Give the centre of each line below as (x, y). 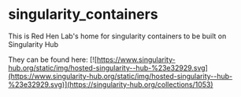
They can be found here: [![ (52, 59)
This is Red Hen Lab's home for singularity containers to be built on (117, 36)
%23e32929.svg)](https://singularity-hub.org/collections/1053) (111, 84)
